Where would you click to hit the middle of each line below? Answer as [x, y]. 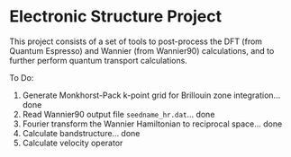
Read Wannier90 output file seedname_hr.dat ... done [118, 114]
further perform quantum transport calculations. [98, 60]
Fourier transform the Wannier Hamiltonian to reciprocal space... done [152, 124]
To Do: [22, 77]
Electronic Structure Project [116, 17]
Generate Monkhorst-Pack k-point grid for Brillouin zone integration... [151, 95]
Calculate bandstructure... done [81, 133]
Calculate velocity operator [73, 143]
